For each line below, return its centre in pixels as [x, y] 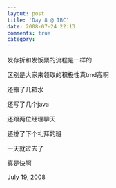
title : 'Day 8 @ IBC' [38, 20]
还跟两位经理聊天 [31, 119]
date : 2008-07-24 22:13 [41, 26]
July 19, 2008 [27, 177]
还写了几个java [28, 104]
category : [21, 40]
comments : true [29, 33]
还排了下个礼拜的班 [35, 134]
